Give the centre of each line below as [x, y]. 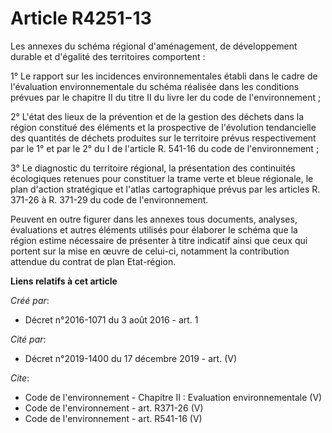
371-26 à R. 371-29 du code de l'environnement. [109, 199]
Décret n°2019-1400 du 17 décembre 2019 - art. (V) [130, 358]
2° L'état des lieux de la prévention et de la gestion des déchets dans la [157, 116]
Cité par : [28, 339]
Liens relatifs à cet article [64, 281]
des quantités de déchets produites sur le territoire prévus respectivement [163, 138]
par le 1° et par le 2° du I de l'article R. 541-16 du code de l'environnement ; [165, 148]
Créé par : [30, 300]
